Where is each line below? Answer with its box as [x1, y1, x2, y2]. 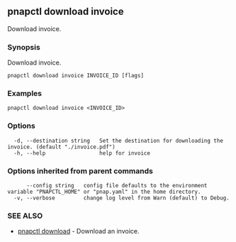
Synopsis [7, 42, 40, 52]
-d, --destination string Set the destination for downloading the [13, 137, 223, 144]
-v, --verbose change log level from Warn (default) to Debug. [13, 194, 230, 202]
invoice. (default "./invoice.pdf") [7, 143, 116, 150]
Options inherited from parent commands [7, 166, 154, 176]
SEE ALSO [7, 211, 43, 221]
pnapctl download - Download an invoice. [17, 227, 140, 236]
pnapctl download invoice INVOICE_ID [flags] [7, 72, 144, 79]
